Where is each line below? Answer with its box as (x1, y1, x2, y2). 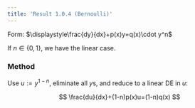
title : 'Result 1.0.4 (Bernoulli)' (7, 10, 113, 18)
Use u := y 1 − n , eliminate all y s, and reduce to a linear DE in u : (7, 77, 189, 87)
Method (7, 61, 36, 71)
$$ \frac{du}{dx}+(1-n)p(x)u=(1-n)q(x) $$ (58, 92, 181, 101)
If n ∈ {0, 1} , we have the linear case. (7, 43, 116, 52)
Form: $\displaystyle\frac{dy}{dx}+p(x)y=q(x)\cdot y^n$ (7, 30, 173, 38)
